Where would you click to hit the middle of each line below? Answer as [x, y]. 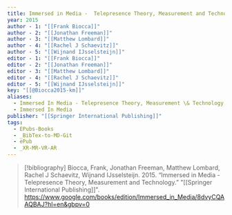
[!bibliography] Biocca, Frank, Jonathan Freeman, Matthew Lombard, [122, 167]
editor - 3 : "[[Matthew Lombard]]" [58, 71]
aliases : [20, 97]
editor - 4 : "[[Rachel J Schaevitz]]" [63, 78]
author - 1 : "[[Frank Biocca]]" [54, 26]
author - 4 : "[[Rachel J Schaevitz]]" [63, 45]
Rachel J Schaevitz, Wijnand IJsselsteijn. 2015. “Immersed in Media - [122, 175]
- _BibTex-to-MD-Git [43, 135]
